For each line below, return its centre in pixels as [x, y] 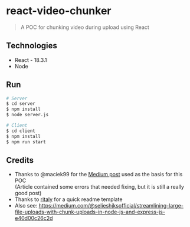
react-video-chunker [59, 11]
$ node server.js [27, 115]
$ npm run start [26, 142]
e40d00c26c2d [34, 218]
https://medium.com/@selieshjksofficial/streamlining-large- [111, 206]
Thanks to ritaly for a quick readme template [68, 199]
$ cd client [21, 131]
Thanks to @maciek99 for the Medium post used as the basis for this [99, 175]
